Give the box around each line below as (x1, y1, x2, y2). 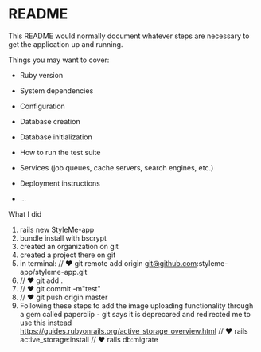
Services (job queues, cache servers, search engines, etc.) (19, 162, 214, 172)
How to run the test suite (19, 147, 101, 157)
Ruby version (19, 70, 64, 80)
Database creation (19, 116, 81, 126)
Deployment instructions (19, 178, 101, 188)
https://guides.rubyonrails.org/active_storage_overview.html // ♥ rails (19, 326, 248, 335)
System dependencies (19, 85, 94, 96)
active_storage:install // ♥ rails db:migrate (19, 334, 158, 344)
